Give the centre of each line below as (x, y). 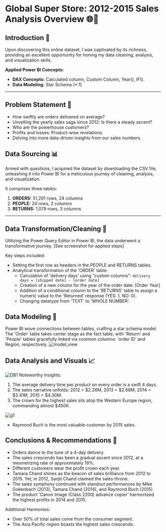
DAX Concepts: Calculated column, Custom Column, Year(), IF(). (78, 79)
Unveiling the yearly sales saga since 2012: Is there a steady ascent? (82, 122)
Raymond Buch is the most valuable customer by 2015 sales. (74, 425)
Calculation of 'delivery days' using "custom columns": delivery (85, 276)
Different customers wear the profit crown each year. (66, 468)
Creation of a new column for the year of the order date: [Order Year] (90, 285)
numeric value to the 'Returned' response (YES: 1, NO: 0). (78, 296)
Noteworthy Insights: (40, 375)
